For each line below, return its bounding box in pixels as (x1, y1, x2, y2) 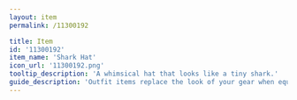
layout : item (9, 12, 57, 22)
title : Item (9, 37, 53, 46)
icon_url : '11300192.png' (9, 61, 104, 70)
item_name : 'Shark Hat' (9, 54, 97, 62)
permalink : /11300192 (9, 21, 89, 30)
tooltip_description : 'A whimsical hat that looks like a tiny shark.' (9, 69, 278, 79)
